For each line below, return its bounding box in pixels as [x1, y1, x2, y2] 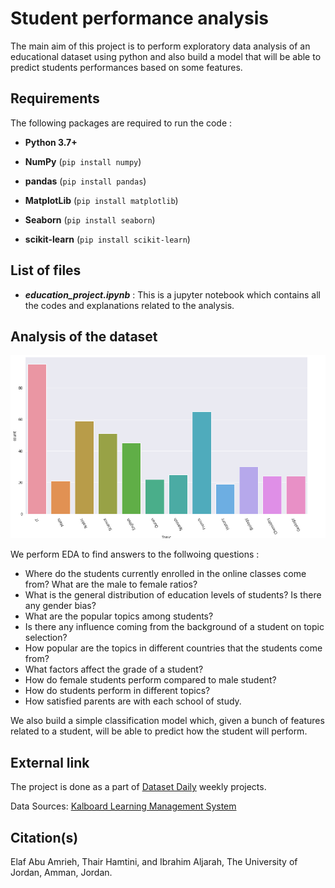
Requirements [10, 90, 100, 107]
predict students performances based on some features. [10, 61, 243, 73]
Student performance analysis [10, 7, 269, 30]
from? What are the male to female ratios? [24, 578, 198, 591]
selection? [24, 632, 68, 644]
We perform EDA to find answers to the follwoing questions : [10, 548, 260, 561]
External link [10, 754, 90, 771]
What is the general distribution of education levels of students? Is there [24, 589, 322, 601]
